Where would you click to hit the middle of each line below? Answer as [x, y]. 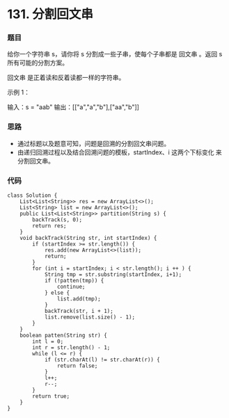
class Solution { [32, 195]
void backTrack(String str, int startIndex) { [88, 238]
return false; [77, 366]
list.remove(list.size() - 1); [90, 317]
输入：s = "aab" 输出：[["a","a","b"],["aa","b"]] [73, 107]
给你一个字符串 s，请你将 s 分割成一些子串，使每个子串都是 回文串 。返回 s [115, 54]
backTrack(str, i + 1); [79, 311]
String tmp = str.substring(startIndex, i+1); [113, 275]
